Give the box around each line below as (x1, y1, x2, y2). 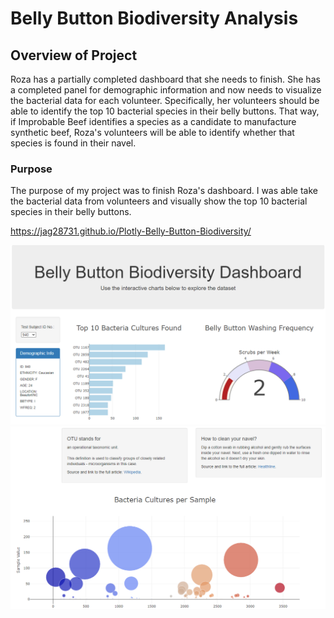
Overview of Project (10, 47, 138, 64)
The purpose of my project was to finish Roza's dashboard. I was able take (10, 185, 318, 197)
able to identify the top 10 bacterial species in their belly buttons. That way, (10, 105, 320, 117)
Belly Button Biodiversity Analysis (10, 7, 299, 30)
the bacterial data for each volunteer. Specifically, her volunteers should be (10, 95, 320, 106)
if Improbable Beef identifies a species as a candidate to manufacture (10, 116, 297, 127)
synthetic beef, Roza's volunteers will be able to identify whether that (10, 127, 295, 138)
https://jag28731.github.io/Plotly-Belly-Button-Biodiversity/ (10, 225, 252, 237)
